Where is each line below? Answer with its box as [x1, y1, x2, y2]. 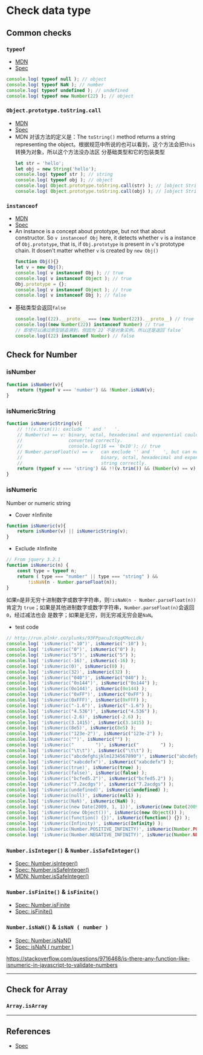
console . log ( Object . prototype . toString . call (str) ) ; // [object [14, 182, 183, 189]
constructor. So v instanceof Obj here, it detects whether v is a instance [14, 234, 196, 242]
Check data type [6, 4, 91, 18]
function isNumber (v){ [6, 381, 63, 387]
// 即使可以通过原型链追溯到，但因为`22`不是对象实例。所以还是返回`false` [14, 327, 184, 334]
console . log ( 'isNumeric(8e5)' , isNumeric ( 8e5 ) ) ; [6, 725, 137, 731]
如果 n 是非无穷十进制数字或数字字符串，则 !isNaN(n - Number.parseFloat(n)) [6, 596, 196, 604]
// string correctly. [17, 460, 147, 466]
